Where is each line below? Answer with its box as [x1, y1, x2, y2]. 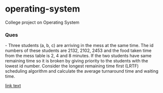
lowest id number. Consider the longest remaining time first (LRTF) [5, 63, 139, 69]
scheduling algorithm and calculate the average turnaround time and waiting [5, 68, 159, 74]
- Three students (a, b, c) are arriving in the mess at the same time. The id [5, 43, 154, 48]
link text [5, 83, 21, 89]
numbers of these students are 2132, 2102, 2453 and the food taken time [5, 47, 152, 54]
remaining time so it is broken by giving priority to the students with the [5, 58, 148, 64]
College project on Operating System [5, 19, 80, 25]
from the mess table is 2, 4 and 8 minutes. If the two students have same [5, 53, 152, 59]
